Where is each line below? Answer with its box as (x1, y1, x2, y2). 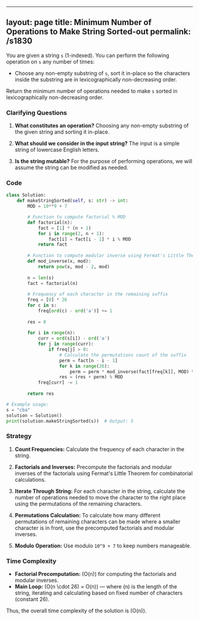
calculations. (14, 476, 46, 483)
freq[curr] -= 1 (37, 379, 78, 386)
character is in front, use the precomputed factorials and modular (14, 524, 175, 532)
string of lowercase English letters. (14, 146, 99, 153)
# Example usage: (6, 401, 49, 407)
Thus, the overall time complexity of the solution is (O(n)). (6, 607, 147, 614)
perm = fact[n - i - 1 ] (59, 358, 118, 363)
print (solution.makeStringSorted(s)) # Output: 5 (6, 418, 134, 424)
